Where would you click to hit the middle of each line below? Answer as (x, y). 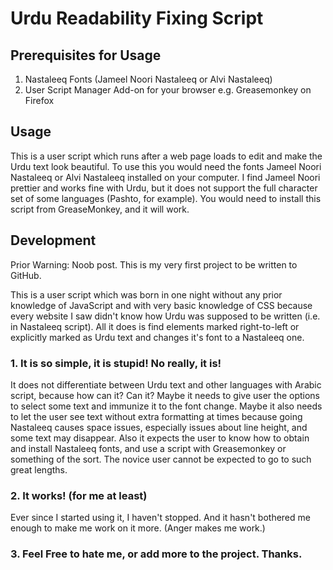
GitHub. (26, 275)
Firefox (39, 100)
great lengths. (39, 469)
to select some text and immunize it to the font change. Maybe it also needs (166, 406)
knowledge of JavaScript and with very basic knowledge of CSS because (161, 305)
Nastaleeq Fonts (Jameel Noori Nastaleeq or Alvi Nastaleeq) (148, 79)
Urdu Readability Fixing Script (137, 18)
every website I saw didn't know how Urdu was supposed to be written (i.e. (165, 316)
